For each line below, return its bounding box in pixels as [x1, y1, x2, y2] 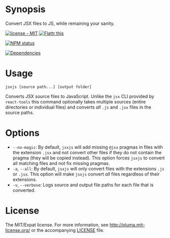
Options [5, 127, 40, 139]
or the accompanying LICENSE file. [31, 227, 105, 233]
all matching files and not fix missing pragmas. [12, 160, 110, 166]
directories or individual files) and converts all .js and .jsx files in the [5, 104, 151, 110]
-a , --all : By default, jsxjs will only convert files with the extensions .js [12, 165, 165, 172]
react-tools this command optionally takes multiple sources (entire [5, 98, 146, 105]
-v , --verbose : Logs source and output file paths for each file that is [12, 182, 154, 188]
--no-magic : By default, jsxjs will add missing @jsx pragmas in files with [12, 144, 163, 150]
